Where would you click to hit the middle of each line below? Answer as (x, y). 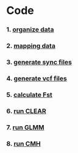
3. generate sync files (39, 62)
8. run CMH (23, 143)
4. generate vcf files (37, 78)
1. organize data (30, 30)
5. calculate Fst (30, 95)
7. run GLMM (25, 127)
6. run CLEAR (27, 111)
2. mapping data (31, 46)
